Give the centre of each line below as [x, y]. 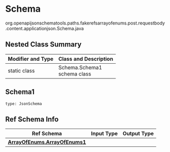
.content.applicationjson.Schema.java [45, 28]
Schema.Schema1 [80, 67]
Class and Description [86, 59]
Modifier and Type [31, 59]
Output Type [138, 134]
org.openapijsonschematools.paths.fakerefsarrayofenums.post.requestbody [85, 23]
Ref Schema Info [32, 119]
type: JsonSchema [24, 104]
